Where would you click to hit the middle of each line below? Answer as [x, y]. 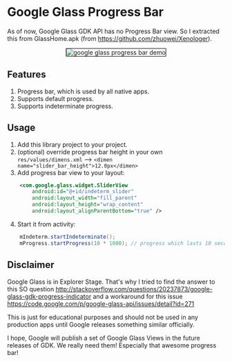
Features [27, 74]
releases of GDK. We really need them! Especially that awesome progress [112, 345]
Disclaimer [31, 265]
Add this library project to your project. [72, 144]
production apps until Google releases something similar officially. [101, 324]
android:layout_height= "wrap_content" [88, 205]
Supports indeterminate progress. [65, 106]
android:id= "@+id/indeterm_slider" [83, 192]
